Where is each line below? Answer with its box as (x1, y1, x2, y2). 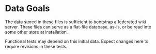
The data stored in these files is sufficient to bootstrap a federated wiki (5, 19, 146, 25)
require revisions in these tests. (5, 43, 68, 49)
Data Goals (5, 3, 50, 14)
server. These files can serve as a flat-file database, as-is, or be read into (5, 24, 152, 29)
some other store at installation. (5, 29, 68, 35)
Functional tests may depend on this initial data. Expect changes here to (5, 38, 149, 44)
